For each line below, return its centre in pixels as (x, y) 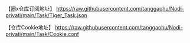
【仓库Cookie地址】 (30, 27)
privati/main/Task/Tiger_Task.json (47, 15)
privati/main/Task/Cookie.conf (42, 34)
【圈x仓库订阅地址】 (30, 9)
